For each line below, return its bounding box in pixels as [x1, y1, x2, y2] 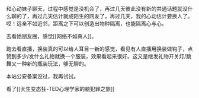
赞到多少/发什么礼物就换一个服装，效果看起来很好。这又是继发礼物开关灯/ [6, 53, 187, 59]
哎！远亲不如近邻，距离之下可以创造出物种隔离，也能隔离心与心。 [6, 20, 167, 27]
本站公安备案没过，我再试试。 [6, 73, 79, 80]
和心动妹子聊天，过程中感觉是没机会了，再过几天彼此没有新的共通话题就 [6, 5, 182, 12]
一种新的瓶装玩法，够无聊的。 [16, 60, 89, 67]
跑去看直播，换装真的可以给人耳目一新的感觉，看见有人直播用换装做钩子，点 [6, 45, 193, 52]
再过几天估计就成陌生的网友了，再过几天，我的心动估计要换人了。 [31, 12, 193, 20]
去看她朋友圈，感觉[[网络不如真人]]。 [6, 33, 97, 40]
